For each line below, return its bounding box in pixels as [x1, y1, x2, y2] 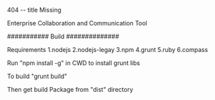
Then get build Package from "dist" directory [7, 86, 134, 93]
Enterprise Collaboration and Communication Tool [7, 19, 148, 27]
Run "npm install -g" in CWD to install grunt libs [7, 59, 141, 67]
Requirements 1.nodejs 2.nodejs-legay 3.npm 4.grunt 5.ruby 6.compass [7, 46, 208, 53]
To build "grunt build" [7, 72, 68, 80]
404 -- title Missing [7, 6, 61, 14]
